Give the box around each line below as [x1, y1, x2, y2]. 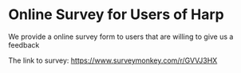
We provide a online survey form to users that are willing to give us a [8, 32, 234, 41]
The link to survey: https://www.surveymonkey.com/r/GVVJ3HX [8, 56, 218, 65]
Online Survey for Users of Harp [8, 6, 225, 24]
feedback [8, 40, 40, 49]
